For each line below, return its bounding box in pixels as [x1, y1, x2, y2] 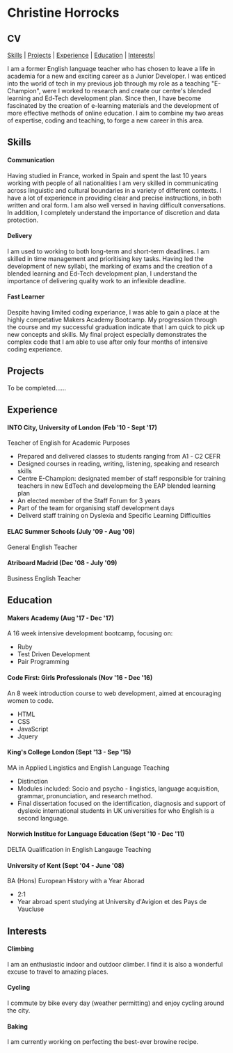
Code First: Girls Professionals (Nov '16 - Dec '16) [7, 674, 153, 681]
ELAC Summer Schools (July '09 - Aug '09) [7, 528, 136, 535]
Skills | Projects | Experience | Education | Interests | [7, 51, 155, 59]
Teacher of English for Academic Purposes [7, 438, 130, 447]
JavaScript [17, 725, 49, 733]
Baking [7, 1022, 28, 1031]
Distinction [17, 777, 49, 785]
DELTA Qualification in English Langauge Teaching [7, 846, 152, 854]
